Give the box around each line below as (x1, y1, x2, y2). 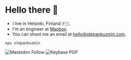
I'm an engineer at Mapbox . (12, 26, 68, 32)
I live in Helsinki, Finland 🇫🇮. (12, 20, 71, 26)
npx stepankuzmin (5, 40, 41, 45)
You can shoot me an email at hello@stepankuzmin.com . (12, 31, 127, 37)
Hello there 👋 (5, 4, 59, 16)
